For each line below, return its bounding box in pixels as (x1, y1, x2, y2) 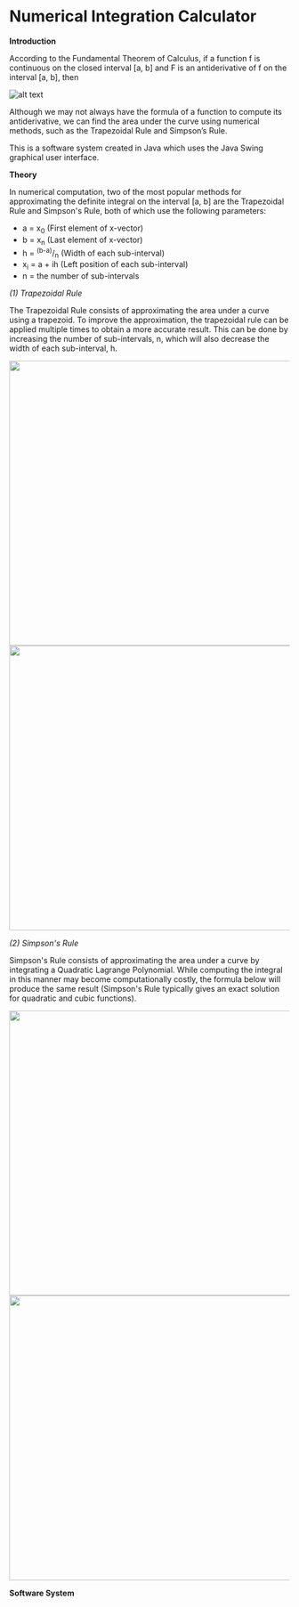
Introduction (9, 36, 56, 46)
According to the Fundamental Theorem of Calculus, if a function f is (9, 53, 261, 63)
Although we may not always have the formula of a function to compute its (9, 106, 282, 117)
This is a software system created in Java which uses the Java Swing (9, 142, 264, 153)
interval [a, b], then (9, 71, 79, 82)
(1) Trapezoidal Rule (9, 288, 83, 298)
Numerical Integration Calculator (9, 6, 257, 27)
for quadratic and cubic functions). (9, 993, 137, 1003)
